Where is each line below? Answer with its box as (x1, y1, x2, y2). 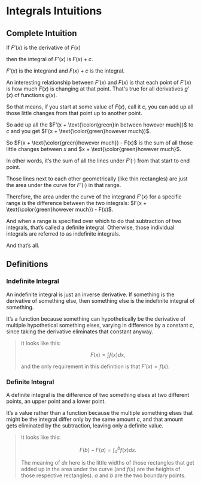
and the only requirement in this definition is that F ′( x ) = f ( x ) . (20, 363, 170, 370)
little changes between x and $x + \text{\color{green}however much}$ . (6, 146, 181, 152)
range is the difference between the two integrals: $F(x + (6, 200, 147, 206)
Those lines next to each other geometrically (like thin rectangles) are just (6, 175, 188, 182)
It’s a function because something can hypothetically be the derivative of (6, 315, 186, 322)
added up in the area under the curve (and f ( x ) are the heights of (20, 466, 181, 473)
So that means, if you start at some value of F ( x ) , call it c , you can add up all (6, 103, 194, 110)
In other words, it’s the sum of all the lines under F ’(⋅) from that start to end (6, 157, 190, 164)
